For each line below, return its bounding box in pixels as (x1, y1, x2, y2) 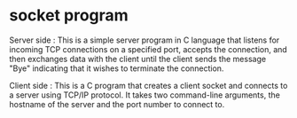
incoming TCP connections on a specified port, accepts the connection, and (9, 43, 288, 54)
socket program (9, 5, 129, 26)
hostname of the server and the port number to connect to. (9, 98, 225, 109)
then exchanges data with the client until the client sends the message (9, 53, 267, 64)
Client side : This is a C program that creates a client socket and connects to (9, 80, 288, 90)
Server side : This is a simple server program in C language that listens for (9, 35, 280, 45)
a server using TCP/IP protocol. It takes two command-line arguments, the (9, 90, 281, 100)
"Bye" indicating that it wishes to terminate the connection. (9, 63, 224, 74)
